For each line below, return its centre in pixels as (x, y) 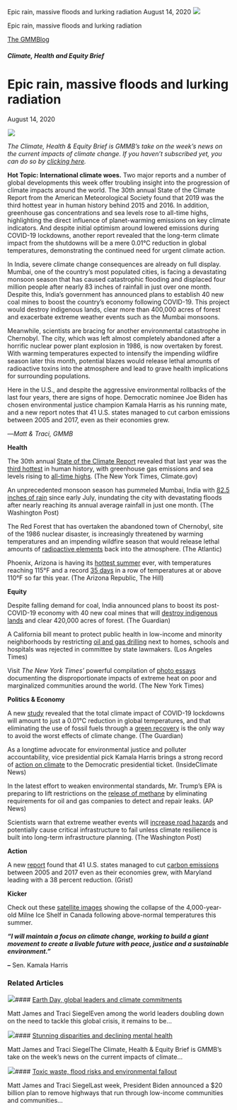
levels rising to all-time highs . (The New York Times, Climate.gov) (103, 476)
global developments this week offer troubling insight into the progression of (119, 182)
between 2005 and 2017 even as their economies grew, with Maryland (110, 872)
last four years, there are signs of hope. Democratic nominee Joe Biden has (117, 397)
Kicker (17, 894)
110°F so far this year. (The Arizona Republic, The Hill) (86, 578)
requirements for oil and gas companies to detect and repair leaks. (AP (110, 801)
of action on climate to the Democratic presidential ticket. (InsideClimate (112, 764)
